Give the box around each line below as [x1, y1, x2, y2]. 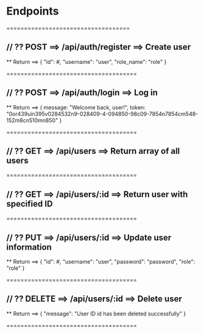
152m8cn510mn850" [6, 117, 58, 124]
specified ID [6, 199, 53, 209]
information [6, 242, 52, 252]
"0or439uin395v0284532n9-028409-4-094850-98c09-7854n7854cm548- [6, 110, 199, 117]
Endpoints [6, 4, 59, 18]
